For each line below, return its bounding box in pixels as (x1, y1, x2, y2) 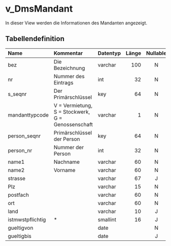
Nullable (146, 49, 167, 56)
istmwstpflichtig (8, 216, 46, 223)
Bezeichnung (53, 64, 85, 72)
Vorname (53, 166, 75, 173)
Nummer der (53, 144, 84, 151)
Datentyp (97, 49, 121, 56)
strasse (8, 174, 25, 182)
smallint (97, 216, 117, 223)
